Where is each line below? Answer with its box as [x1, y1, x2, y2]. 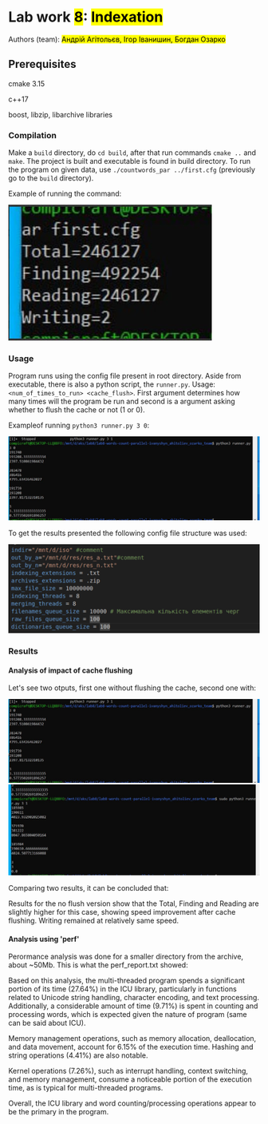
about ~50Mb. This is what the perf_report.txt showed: [8, 960, 189, 970]
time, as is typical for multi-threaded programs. [8, 1083, 164, 1093]
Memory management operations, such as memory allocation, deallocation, [8, 1034, 257, 1043]
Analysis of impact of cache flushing [8, 665, 133, 675]
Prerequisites [8, 58, 77, 71]
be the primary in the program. [8, 1107, 109, 1117]
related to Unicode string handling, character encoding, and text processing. [8, 993, 259, 1003]
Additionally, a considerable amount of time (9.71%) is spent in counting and [8, 1001, 258, 1011]
